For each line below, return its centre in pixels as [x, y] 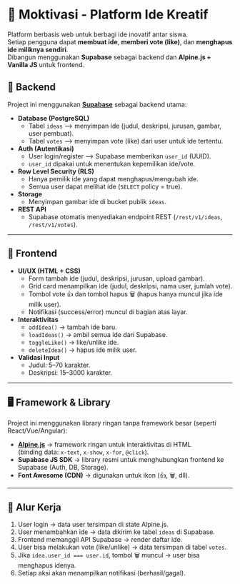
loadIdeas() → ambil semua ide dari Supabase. [98, 334]
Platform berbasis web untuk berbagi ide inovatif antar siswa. [97, 34]
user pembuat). [51, 133]
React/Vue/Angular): [37, 431]
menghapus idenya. [47, 565]
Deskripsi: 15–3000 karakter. [70, 372]
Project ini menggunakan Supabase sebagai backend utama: [97, 104]
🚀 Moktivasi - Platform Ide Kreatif [108, 15]
